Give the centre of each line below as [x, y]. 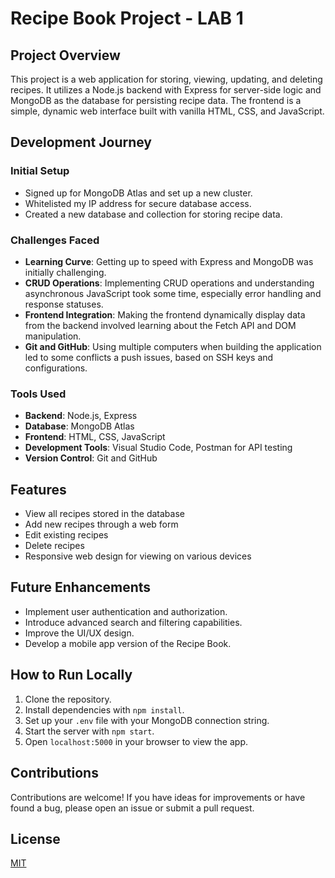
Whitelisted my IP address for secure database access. [138, 203]
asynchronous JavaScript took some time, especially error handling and [173, 293]
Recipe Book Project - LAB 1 [127, 18]
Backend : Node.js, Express [81, 416]
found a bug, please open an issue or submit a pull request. [132, 808]
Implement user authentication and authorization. [126, 611]
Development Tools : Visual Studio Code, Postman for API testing [158, 448]
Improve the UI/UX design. [79, 633]
